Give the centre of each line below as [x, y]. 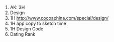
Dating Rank [23, 34]
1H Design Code [27, 29]
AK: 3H [17, 7]
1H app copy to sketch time [38, 23]
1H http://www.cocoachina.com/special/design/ [59, 18]
